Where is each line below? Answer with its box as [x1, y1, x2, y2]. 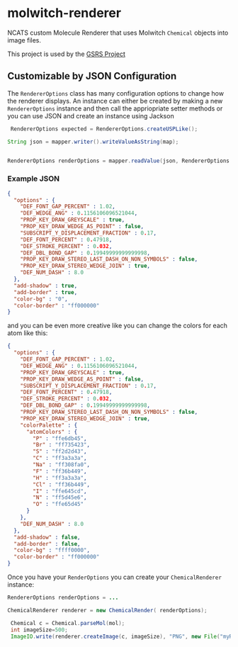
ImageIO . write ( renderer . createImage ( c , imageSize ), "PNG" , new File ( [10, 633, 220, 640]
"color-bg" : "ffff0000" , [13, 547, 91, 554]
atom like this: [7, 329, 48, 337]
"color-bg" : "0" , [13, 296, 69, 303]
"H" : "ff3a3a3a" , [33, 474, 87, 481]
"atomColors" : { [25, 428, 78, 435]
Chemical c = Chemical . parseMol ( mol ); [10, 619, 125, 626]
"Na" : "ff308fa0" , [33, 461, 91, 468]
